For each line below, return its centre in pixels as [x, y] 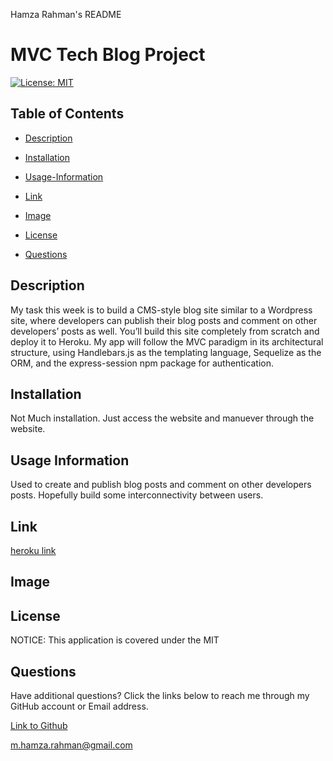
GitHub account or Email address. [79, 706]
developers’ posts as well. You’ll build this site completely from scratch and [165, 331]
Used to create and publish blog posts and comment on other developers [161, 485]
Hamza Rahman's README [66, 14]
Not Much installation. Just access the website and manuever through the [162, 418]
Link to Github [39, 726]
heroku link [33, 550]
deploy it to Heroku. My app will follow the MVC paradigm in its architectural [167, 341]
